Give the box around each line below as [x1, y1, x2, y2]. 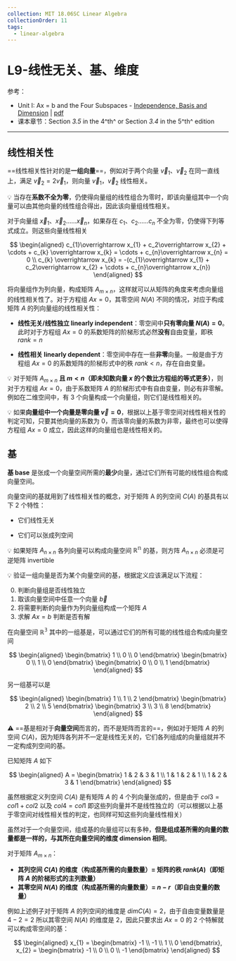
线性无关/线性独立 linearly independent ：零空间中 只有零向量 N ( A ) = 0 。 [17, 319, 228, 328]
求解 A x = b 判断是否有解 [17, 613, 91, 621]
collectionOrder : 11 [7, 17, 68, 24]
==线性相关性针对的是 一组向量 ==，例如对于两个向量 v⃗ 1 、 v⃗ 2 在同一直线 [7, 166, 220, 176]
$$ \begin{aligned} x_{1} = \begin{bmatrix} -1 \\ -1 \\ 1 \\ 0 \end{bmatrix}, [13, 938, 223, 947]
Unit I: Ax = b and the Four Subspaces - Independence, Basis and [17, 102, 207, 110]
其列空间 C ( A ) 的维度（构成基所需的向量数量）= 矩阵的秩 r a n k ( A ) [17, 865, 206, 874]
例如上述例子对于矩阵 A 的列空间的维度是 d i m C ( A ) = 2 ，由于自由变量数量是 [7, 907, 225, 915]
